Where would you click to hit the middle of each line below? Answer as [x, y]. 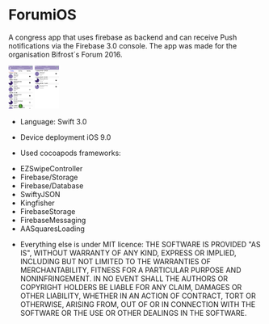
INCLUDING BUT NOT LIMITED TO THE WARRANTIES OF [116, 262]
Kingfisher [37, 203]
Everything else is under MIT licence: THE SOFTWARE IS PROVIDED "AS [140, 245]
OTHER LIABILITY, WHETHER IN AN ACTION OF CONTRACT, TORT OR [138, 296]
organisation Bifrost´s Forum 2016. [65, 54]
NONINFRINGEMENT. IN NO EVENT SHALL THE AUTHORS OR [124, 279]
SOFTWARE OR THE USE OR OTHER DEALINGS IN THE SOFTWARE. [133, 313]
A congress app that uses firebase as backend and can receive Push [123, 37]
